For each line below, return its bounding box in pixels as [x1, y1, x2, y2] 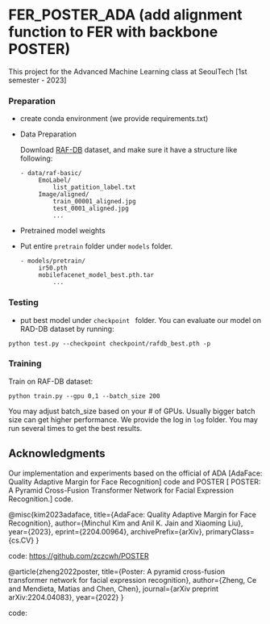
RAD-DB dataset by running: [19, 324, 114, 333]
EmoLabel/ [38, 176, 72, 185]
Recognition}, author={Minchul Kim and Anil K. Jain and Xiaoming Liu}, [8, 518, 243, 528]
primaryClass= [205, 526, 255, 536]
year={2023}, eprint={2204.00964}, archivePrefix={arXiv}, [8, 526, 204, 536]
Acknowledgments [8, 446, 106, 461]
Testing [8, 297, 39, 308]
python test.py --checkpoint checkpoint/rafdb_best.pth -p [8, 339, 211, 348]
